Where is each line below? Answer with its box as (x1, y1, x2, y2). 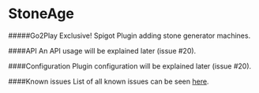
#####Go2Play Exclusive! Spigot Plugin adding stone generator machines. (8, 31, 251, 40)
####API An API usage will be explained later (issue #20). (8, 46, 197, 55)
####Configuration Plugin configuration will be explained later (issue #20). (8, 61, 252, 71)
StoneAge (8, 5, 75, 23)
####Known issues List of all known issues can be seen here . (8, 76, 209, 86)
